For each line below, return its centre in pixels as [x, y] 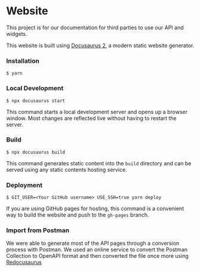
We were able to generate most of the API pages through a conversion [93, 244]
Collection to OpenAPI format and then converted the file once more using [98, 256]
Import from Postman [38, 230]
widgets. [17, 33]
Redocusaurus [24, 262]
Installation [23, 61]
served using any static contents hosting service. [67, 170]
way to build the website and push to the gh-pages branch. [78, 215]
